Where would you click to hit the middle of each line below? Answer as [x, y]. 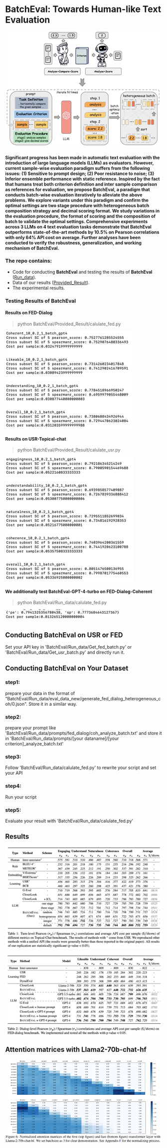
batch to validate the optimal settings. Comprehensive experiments [77, 221]
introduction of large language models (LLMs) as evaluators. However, [80, 163]
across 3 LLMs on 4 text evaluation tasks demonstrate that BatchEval [78, 227]
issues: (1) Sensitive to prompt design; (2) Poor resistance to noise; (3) [80, 173]
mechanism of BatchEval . [32, 248]
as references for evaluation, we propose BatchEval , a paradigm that [78, 189]
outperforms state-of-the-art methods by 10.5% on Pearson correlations [82, 232]
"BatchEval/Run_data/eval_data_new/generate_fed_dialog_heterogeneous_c [83, 698]
